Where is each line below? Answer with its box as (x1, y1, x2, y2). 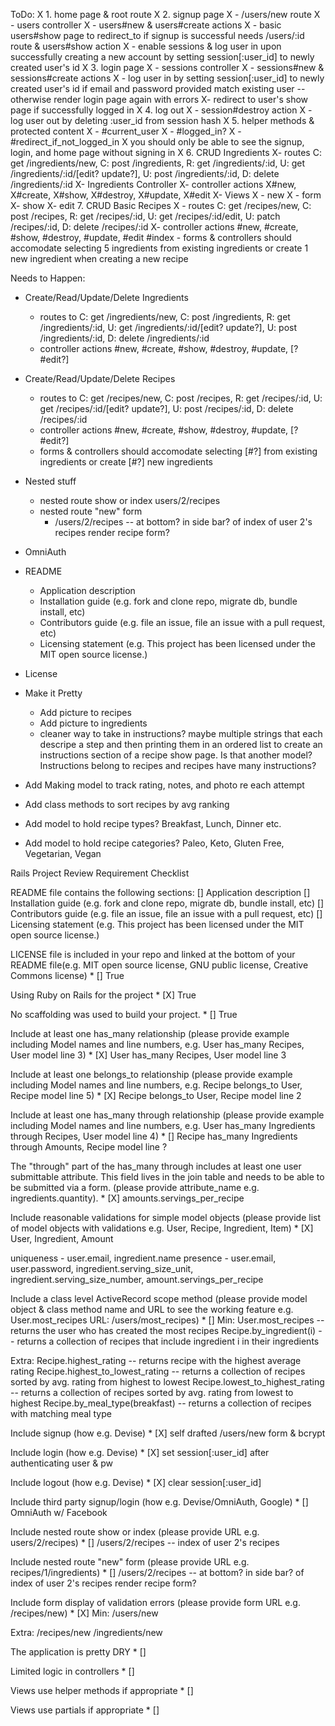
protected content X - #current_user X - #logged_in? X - (10, 125, 242, 137)
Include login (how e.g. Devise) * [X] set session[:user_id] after (10, 1447, 270, 1458)
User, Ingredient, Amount (10, 1233, 114, 1244)
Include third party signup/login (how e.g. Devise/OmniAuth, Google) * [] (10, 1496, 309, 1508)
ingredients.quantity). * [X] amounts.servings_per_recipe (10, 1192, 245, 1204)
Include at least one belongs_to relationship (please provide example (10, 1069, 293, 1080)
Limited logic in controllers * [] (10, 1665, 135, 1677)
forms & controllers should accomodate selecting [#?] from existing (39, 445, 318, 457)
